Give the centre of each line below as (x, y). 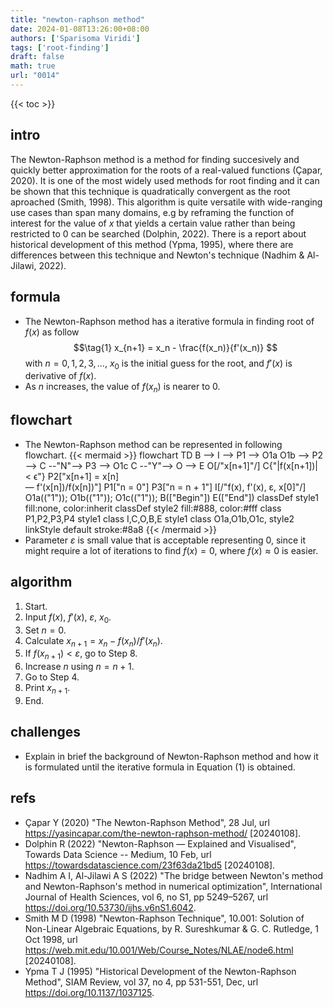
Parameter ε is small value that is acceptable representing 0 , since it (165, 540)
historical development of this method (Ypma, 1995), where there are (152, 244)
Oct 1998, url (51, 939)
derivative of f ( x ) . (60, 376)
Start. (36, 606)
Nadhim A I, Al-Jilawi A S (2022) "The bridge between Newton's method (173, 875)
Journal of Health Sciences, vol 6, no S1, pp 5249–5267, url (146, 897)
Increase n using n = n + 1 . (79, 667)
